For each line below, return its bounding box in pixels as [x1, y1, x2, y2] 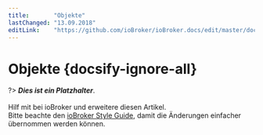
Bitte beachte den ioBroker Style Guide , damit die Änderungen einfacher [8, 111, 241, 120]
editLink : [8, 26, 41, 34]
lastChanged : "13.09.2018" [8, 19, 96, 27]
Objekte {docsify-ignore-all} [8, 60, 197, 78]
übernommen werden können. [8, 119, 106, 129]
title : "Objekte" [8, 11, 86, 20]
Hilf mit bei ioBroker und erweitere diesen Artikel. [8, 103, 167, 112]
